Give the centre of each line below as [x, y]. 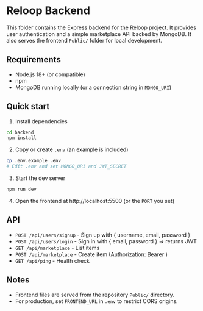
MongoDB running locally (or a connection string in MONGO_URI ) [93, 87]
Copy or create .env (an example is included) [72, 149]
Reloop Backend [48, 11]
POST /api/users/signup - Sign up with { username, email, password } [103, 235]
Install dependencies [41, 121]
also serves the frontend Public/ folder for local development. [84, 40]
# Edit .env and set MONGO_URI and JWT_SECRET [66, 166]
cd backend [20, 132]
